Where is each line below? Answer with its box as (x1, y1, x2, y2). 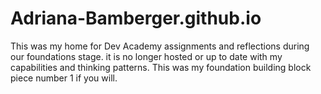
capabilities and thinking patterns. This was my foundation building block (10, 61, 312, 73)
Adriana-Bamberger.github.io (10, 7, 262, 30)
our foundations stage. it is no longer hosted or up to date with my (10, 50, 283, 62)
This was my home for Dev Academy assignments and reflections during (10, 40, 310, 52)
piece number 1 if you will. (10, 72, 118, 84)
